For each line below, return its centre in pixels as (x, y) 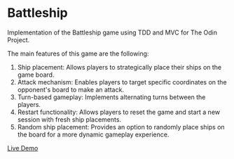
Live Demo (23, 148)
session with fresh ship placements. (69, 119)
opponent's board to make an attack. (71, 89)
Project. (19, 39)
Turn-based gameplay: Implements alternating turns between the (111, 97)
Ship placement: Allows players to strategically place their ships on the (119, 67)
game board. (36, 75)
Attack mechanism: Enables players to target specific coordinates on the (122, 82)
